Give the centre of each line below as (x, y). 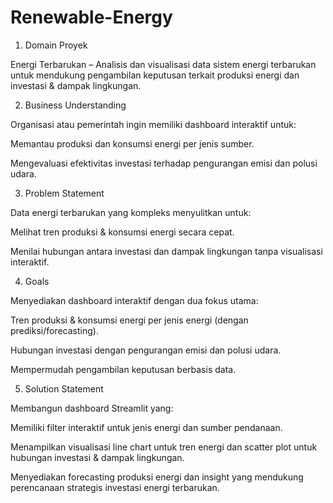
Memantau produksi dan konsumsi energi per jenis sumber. (132, 143)
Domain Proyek (56, 45)
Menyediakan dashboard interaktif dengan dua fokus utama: (134, 300)
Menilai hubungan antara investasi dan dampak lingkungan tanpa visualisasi (166, 251)
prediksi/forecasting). (54, 330)
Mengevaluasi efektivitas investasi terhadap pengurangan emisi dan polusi (164, 163)
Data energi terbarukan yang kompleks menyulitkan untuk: (131, 212)
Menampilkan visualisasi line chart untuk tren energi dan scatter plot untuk (164, 447)
